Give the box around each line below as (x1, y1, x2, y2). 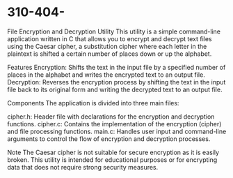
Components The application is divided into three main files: (7, 98, 179, 107)
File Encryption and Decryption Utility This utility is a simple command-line (7, 27, 221, 36)
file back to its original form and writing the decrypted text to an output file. (7, 85, 223, 94)
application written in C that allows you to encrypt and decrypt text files (7, 34, 212, 43)
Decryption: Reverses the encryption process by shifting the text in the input (7, 77, 226, 86)
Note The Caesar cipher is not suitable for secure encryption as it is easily (7, 148, 220, 156)
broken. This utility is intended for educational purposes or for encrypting (7, 155, 218, 164)
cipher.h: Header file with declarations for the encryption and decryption (7, 112, 215, 121)
